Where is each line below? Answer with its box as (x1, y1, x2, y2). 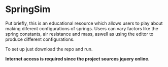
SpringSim (5, 4, 51, 15)
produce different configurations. (5, 36, 75, 42)
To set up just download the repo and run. (5, 46, 93, 52)
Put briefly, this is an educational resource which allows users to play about (5, 20, 163, 26)
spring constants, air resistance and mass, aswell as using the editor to (5, 31, 154, 37)
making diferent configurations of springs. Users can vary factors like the (5, 25, 158, 31)
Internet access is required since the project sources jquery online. (5, 55, 150, 61)
